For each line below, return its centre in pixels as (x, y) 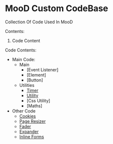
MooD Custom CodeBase (56, 8)
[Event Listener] (42, 70)
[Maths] (34, 106)
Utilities (27, 85)
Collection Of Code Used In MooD (39, 22)
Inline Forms (32, 137)
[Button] (35, 80)
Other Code (24, 111)
